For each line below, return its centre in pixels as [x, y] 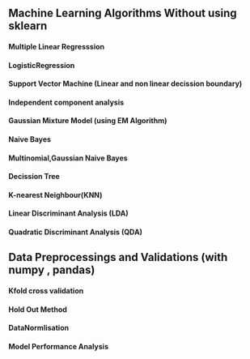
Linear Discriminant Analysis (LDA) [69, 213]
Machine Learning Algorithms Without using [123, 13]
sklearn [28, 26]
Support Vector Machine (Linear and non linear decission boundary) [125, 83]
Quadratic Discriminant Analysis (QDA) [76, 232]
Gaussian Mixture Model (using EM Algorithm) [88, 121]
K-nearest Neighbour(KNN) [55, 194]
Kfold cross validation [46, 290]
